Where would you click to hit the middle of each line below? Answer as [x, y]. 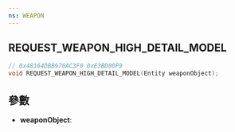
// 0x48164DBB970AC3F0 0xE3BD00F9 [66, 66]
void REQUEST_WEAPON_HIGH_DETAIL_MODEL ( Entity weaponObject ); [114, 74]
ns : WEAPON [26, 16]
